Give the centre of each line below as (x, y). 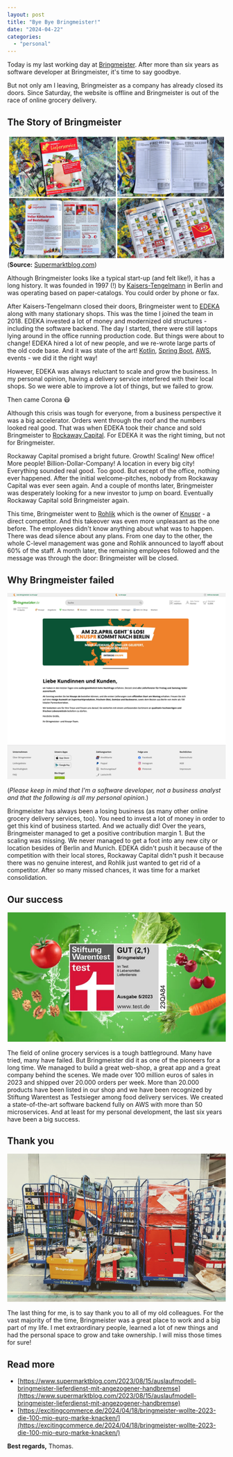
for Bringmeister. (31, 443)
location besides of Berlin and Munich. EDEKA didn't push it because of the (115, 848)
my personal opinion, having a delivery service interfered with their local (110, 379)
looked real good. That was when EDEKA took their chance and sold (105, 428)
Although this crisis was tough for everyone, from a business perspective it (114, 413)
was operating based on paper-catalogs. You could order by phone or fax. (113, 293)
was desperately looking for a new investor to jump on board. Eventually (110, 493)
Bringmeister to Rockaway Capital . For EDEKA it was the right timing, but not (116, 435)
